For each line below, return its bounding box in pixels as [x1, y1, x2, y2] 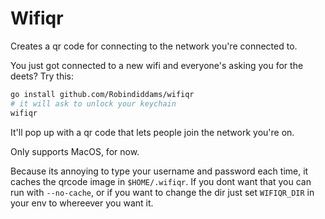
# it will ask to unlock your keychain [10, 98, 177, 109]
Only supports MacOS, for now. [10, 145, 140, 157]
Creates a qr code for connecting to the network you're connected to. [10, 40, 298, 52]
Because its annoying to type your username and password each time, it [10, 165, 309, 177]
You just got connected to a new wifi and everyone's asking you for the [10, 59, 304, 71]
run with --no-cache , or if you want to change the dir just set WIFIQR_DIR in [10, 186, 315, 198]
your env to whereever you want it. [10, 197, 154, 209]
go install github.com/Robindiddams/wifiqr [10, 89, 195, 99]
